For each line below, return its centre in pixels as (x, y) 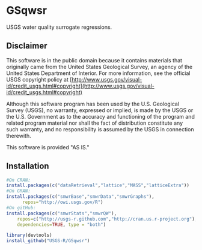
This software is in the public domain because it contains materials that (94, 60)
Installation (28, 166)
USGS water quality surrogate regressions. (59, 27)
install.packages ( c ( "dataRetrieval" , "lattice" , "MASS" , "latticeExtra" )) (98, 186)
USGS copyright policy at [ (39, 79)
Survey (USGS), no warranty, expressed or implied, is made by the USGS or (100, 110)
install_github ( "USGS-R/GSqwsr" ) (48, 241)
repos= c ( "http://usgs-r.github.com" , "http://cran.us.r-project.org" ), (107, 219)
